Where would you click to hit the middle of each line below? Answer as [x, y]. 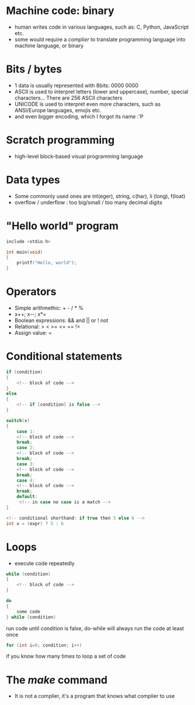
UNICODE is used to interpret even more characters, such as [88, 104]
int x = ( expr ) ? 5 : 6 [35, 523]
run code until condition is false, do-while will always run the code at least [95, 628]
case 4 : [26, 481]
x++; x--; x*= [30, 314]
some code [29, 611]
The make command [57, 680]
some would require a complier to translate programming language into [100, 39]
